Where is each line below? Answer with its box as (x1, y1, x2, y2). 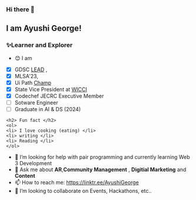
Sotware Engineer (14, 99, 58, 106)
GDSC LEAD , (14, 66, 48, 73)
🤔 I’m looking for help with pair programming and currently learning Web (14, 154, 190, 161)
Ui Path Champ (14, 79, 52, 86)
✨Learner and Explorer (6, 41, 73, 49)
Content (14, 172, 35, 179)
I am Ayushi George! (6, 24, 82, 34)
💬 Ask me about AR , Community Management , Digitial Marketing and (14, 166, 187, 173)
